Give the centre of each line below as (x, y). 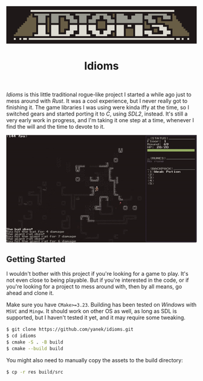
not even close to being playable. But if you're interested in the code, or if (98, 280)
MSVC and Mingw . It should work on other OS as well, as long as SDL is (92, 311)
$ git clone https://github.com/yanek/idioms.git (70, 330)
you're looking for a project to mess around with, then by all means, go (94, 287)
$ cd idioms (21, 336)
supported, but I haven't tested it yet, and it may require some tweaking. (96, 317)
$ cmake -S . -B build (35, 342)
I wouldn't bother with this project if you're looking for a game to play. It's (97, 274)
